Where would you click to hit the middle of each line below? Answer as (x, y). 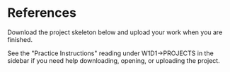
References (42, 13)
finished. (20, 39)
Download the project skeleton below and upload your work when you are (115, 32)
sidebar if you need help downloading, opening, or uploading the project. (114, 60)
